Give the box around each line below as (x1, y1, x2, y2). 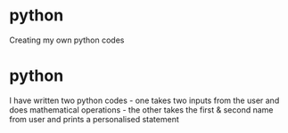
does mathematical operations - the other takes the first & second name (9, 104, 274, 115)
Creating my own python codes (9, 35, 125, 45)
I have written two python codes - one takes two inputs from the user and (9, 95, 280, 106)
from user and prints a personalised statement (9, 113, 180, 124)
